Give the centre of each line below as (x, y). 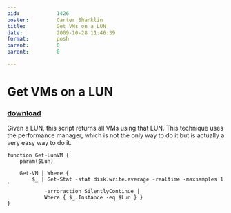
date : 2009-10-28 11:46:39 (61, 33)
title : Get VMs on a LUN (57, 26)
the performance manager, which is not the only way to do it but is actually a (116, 135)
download (24, 113)
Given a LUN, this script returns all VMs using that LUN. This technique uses (115, 128)
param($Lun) (37, 161)
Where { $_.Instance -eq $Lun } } (93, 198)
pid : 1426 (38, 13)
